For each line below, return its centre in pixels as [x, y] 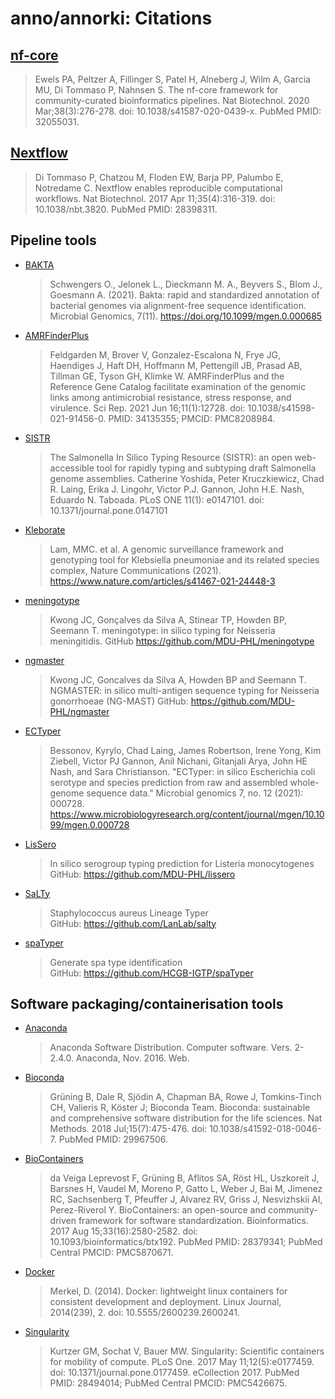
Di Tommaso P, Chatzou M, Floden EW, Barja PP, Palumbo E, [159, 177]
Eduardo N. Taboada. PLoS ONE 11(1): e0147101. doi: [157, 499]
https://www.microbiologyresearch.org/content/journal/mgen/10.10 [187, 814]
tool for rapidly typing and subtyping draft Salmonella [206, 468]
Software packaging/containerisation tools [147, 1004]
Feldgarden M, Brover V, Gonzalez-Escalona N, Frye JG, [165, 354]
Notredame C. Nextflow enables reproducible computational [158, 188]
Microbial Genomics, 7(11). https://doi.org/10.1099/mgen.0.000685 [186, 316]
